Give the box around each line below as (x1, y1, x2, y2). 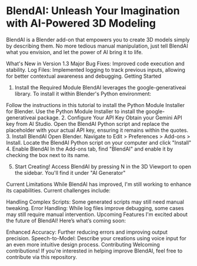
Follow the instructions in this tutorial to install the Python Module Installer (6, 101, 185, 108)
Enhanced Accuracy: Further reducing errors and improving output (6, 228, 168, 235)
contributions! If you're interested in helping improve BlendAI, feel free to (6, 247, 183, 254)
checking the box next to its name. (6, 151, 90, 158)
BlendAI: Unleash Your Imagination (6, 4, 181, 18)
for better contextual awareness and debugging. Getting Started (6, 72, 162, 79)
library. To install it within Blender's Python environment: (14, 90, 152, 97)
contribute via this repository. (6, 253, 78, 260)
